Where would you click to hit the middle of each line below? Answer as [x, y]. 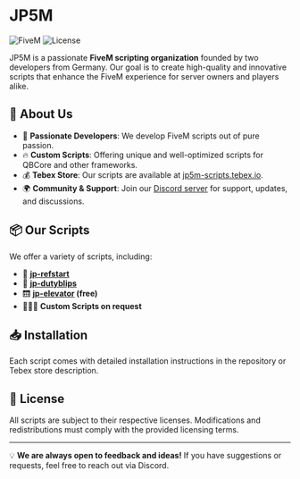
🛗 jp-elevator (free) [60, 293]
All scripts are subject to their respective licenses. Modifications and [135, 420]
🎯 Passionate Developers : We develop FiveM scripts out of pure [141, 136]
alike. [19, 86]
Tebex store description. [54, 371]
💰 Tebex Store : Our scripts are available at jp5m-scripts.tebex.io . [142, 174]
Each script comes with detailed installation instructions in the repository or [148, 361]
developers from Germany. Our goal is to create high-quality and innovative [148, 67]
